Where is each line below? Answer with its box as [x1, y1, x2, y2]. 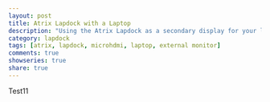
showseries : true [8, 57, 67, 65]
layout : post [8, 11, 52, 20]
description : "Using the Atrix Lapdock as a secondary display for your [8, 27, 257, 35]
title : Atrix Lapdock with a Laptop [8, 19, 131, 27]
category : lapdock [8, 34, 70, 43]
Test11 [8, 86, 29, 96]
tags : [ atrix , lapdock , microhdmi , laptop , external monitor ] [8, 42, 221, 50]
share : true [8, 64, 48, 72]
